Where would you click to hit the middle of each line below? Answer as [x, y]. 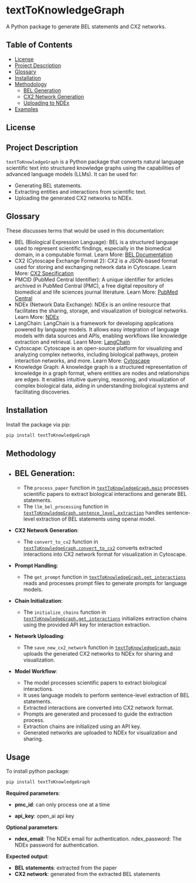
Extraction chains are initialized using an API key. [82, 726]
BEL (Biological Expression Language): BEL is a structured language [96, 242]
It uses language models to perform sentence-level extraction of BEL [106, 695]
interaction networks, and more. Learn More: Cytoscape [82, 360]
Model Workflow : [36, 671]
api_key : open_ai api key [44, 816]
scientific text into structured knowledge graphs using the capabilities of [93, 167]
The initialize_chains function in [65, 612]
